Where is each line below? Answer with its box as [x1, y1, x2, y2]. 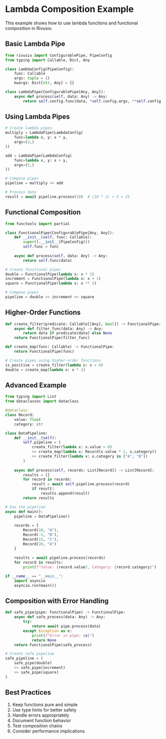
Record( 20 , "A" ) [23, 541, 57, 546]
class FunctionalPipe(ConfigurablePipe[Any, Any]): [5, 230, 114, 235]
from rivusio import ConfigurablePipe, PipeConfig [5, 53, 112, 58]
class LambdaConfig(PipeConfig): [5, 66, 75, 72]
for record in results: [14, 560, 64, 565]
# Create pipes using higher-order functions [5, 358, 101, 363]
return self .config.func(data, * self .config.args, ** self [23, 99, 146, 104]
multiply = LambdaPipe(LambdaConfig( [5, 130, 83, 135]
